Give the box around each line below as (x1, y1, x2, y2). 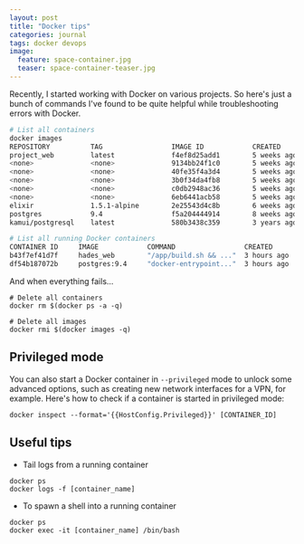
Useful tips (9, 435, 72, 451)
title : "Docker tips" (9, 22, 91, 31)
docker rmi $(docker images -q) (9, 325, 131, 334)
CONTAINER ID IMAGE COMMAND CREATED (9, 243, 273, 252)
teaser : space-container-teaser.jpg (17, 64, 156, 73)
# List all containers (9, 125, 95, 134)
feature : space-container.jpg (17, 55, 131, 64)
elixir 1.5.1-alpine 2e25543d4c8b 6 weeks (9, 201, 281, 210)
